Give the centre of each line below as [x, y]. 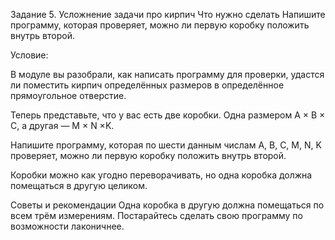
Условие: [29, 55]
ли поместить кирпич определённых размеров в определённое [147, 85]
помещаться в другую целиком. [79, 185]
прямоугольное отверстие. [68, 95]
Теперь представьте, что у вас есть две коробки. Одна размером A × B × [168, 115]
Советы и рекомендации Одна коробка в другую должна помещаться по [167, 205]
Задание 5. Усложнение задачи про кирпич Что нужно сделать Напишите [168, 14]
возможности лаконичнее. [67, 226]
